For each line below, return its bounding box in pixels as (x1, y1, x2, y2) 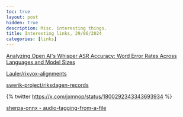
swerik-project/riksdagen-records (6, 82, 89, 89)
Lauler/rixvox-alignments (6, 70, 67, 77)
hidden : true (6, 19, 38, 25)
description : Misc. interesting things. (6, 25, 108, 31)
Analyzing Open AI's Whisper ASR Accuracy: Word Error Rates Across (6, 53, 177, 59)
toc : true (6, 8, 31, 15)
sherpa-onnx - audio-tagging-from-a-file (6, 105, 107, 111)
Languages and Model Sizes (6, 58, 76, 66)
